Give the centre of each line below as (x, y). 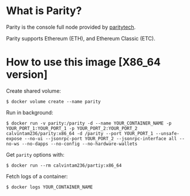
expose (14, 138)
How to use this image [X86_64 (84, 62)
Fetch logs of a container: (37, 176)
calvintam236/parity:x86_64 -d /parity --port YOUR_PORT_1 (80, 133)
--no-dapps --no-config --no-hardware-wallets (79, 144)
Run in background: (30, 112)
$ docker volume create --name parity (53, 102)
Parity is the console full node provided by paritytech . (71, 27)
